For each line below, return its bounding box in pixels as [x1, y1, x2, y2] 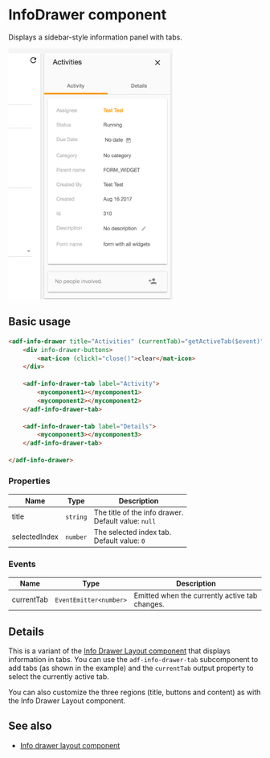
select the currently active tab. [8, 672, 110, 681]
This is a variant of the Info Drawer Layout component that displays [8, 646, 231, 656]
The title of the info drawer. [93, 507, 184, 517]
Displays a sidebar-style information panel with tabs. [8, 32, 182, 42]
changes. [133, 599, 165, 609]
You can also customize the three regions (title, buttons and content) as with [8, 687, 261, 698]
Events [8, 558, 36, 570]
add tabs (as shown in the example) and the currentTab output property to [8, 663, 254, 673]
